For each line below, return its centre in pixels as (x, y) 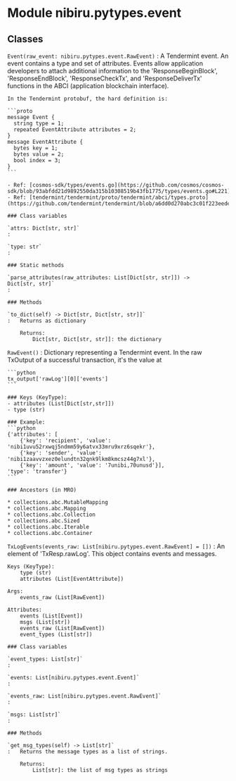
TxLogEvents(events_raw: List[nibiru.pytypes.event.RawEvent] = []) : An (116, 546)
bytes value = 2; (39, 154)
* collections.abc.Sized (44, 521)
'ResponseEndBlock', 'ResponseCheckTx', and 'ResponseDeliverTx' (105, 78)
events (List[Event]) (51, 616)
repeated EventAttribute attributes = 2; (75, 130)
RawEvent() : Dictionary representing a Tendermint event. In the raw (105, 352)
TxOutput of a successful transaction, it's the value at (85, 360)
